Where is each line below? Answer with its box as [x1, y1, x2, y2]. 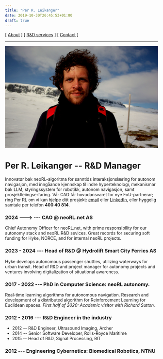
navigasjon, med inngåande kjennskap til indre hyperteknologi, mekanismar [5, 181, 156, 187]
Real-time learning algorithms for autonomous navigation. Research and [5, 292, 149, 297]
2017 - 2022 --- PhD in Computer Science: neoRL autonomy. [5, 281, 150, 288]
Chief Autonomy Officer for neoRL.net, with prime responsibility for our [5, 225, 147, 231]
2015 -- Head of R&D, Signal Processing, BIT [12, 336, 101, 342]
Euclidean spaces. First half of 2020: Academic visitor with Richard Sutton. [5, 302, 155, 308]
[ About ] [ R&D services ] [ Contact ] [5, 32, 79, 38]
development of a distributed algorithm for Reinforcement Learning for [5, 297, 146, 303]
